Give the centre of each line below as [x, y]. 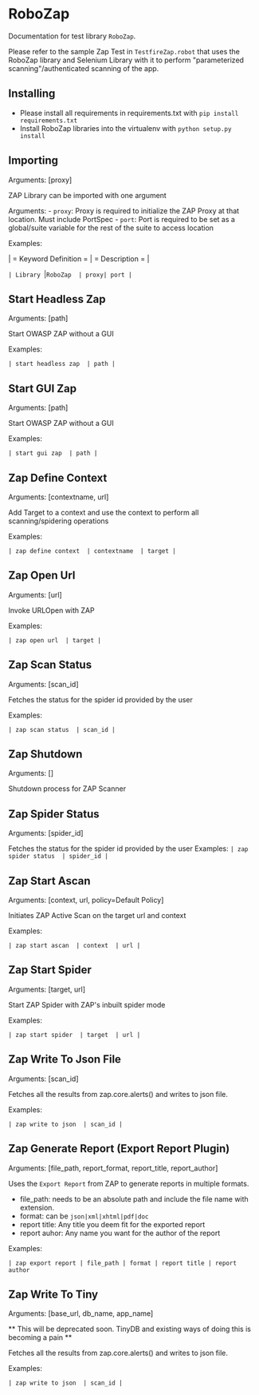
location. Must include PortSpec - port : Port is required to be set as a [122, 219]
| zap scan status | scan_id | [62, 729]
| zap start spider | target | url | [75, 1035]
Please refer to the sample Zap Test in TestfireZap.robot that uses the [124, 51]
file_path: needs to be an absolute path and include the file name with [134, 1198]
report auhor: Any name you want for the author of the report [120, 1233]
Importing [33, 161]
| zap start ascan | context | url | [75, 946]
